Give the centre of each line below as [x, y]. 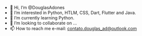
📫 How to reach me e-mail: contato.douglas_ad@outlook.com [73, 28]
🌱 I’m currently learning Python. [42, 18]
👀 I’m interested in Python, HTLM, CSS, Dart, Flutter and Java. [73, 13]
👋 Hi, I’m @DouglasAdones [37, 8]
